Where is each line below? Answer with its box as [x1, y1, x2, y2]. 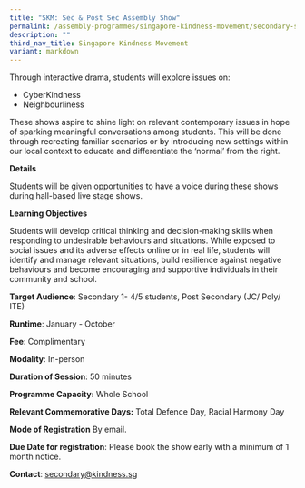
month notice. [9, 451, 62, 463]
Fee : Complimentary [9, 337, 86, 347]
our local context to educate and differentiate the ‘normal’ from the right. [9, 146, 280, 157]
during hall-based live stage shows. [9, 190, 143, 201]
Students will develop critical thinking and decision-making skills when [9, 226, 274, 237]
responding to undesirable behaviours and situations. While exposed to [9, 235, 276, 246]
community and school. [9, 274, 98, 285]
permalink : [9, 22, 51, 31]
